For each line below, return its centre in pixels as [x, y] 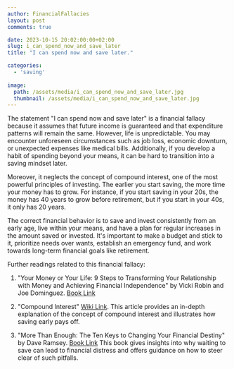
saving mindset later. [37, 164]
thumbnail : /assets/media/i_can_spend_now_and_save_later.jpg [106, 98]
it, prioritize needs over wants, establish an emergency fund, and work [110, 243]
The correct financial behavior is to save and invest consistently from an [112, 221]
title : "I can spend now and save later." [70, 53]
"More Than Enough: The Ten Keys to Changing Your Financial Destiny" [121, 335]
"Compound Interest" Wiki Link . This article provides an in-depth [111, 307]
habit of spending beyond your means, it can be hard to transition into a [111, 156]
